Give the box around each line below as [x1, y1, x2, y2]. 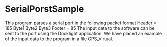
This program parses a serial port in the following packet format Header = [5, 20, 157, 26]
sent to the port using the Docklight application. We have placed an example [5, 30, 162, 36]
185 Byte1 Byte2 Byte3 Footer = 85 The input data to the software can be [5, 25, 155, 31]
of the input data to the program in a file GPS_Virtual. [5, 36, 113, 42]
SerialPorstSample [5, 3, 84, 15]
